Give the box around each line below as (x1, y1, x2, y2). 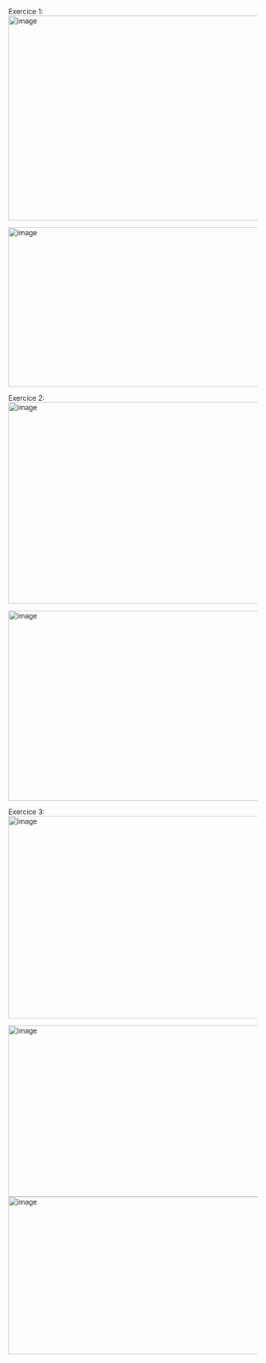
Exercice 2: (8, 394, 45, 402)
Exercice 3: (8, 807, 45, 817)
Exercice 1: (8, 7, 44, 16)
